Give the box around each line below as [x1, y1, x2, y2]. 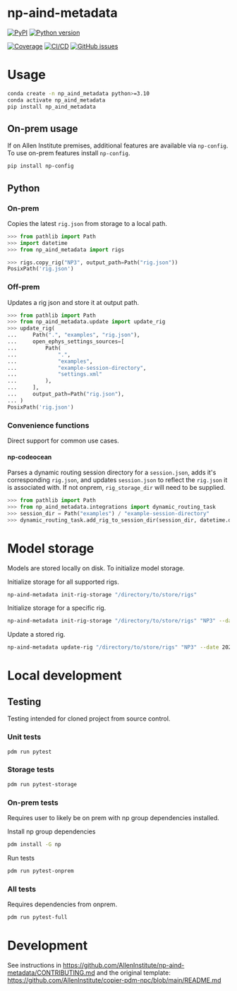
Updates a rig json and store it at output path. [7, 298, 140, 306]
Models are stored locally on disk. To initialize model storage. [7, 563, 185, 572]
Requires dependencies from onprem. [7, 900, 118, 908]
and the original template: [96, 968, 171, 977]
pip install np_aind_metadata [7, 103, 97, 110]
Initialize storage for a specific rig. [7, 603, 107, 612]
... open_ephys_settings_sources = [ [7, 338, 125, 345]
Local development [7, 668, 122, 684]
